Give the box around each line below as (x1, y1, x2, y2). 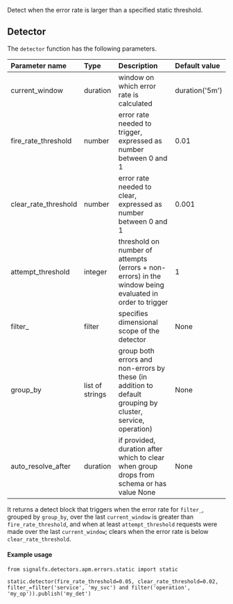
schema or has (118, 478, 167, 488)
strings (84, 389, 107, 399)
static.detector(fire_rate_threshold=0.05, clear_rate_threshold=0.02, (7, 578, 218, 585)
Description (118, 60, 158, 70)
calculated (118, 99, 153, 108)
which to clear (118, 453, 165, 462)
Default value (175, 60, 221, 70)
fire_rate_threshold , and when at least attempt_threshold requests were (7, 520, 218, 528)
